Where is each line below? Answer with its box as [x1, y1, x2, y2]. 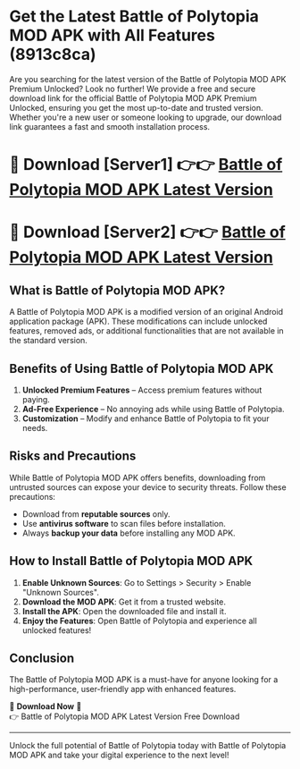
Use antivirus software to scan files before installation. [21, 518, 226, 528]
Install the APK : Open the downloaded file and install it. [21, 605, 227, 616]
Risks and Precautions [9, 449, 137, 464]
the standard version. [9, 335, 87, 346]
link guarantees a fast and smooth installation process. [9, 121, 211, 131]
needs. [21, 422, 48, 433]
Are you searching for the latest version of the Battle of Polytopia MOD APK [9, 73, 287, 84]
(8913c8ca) [9, 45, 96, 64]
